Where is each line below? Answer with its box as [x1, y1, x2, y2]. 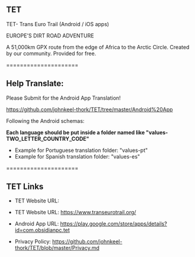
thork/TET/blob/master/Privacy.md [14, 245, 100, 252]
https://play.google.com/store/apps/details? [60, 220, 167, 227]
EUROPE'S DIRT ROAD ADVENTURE [6, 32, 94, 39]
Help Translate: [6, 78, 64, 88]
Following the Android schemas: [6, 117, 85, 124]
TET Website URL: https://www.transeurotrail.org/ [14, 209, 136, 216]
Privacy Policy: [14, 238, 52, 245]
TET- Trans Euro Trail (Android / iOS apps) [6, 20, 110, 27]
